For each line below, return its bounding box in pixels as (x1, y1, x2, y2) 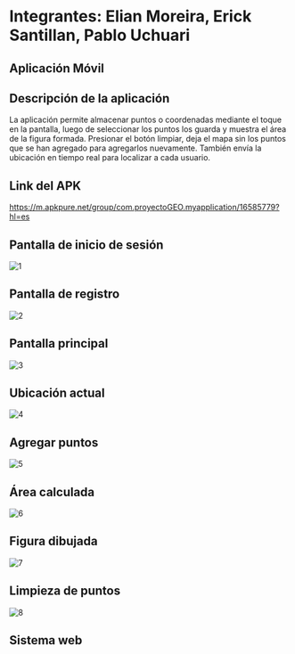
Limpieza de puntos (9, 584, 121, 599)
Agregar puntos (9, 435, 99, 450)
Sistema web (9, 633, 83, 648)
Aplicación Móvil (9, 61, 105, 76)
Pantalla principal (9, 336, 109, 351)
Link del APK (9, 178, 82, 193)
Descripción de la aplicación (9, 91, 170, 106)
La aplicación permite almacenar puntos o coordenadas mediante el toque (9, 114, 283, 126)
